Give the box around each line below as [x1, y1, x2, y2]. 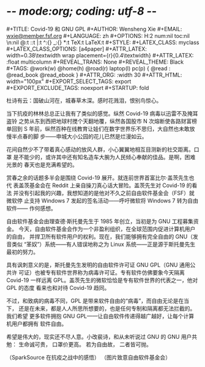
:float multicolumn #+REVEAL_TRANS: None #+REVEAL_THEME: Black [6, 58, 184, 65]
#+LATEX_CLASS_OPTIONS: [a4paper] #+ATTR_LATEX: [6, 45, 147, 53]
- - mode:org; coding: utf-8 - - [6, 4, 157, 18]
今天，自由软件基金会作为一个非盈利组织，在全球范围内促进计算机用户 [18, 225, 196, 232]
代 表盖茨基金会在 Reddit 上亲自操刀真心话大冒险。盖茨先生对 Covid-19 [6, 182, 185, 189]
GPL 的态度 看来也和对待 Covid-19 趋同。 [6, 284, 110, 291]
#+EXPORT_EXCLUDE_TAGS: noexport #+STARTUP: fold [6, 84, 149, 91]
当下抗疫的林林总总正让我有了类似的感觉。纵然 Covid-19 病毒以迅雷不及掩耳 [6, 109, 198, 117]
